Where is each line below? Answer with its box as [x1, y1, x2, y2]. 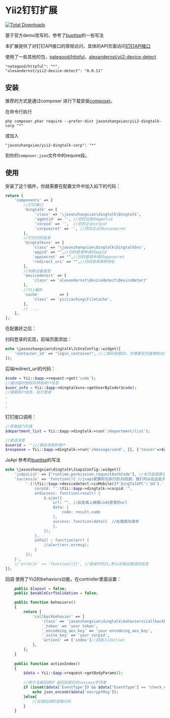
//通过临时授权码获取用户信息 [5, 380, 59, 385]
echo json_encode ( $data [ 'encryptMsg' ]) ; [32, 689, 119, 695]
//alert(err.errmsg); [44, 543, 90, 548]
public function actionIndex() [14, 661, 80, 666]
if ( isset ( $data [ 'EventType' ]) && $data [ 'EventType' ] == [23, 685, 146, 690]
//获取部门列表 [5, 424, 33, 429]
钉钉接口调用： [5, 414, 36, 420]
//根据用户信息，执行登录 [5, 390, 52, 395]
